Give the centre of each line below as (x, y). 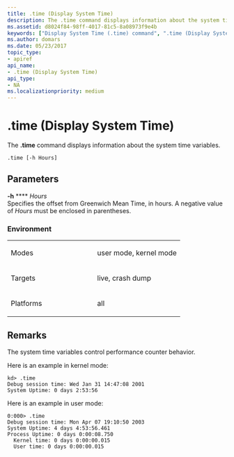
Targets (23, 278)
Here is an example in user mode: (55, 403)
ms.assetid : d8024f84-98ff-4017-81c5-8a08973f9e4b (82, 26)
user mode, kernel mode (137, 253)
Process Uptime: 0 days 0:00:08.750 (60, 434)
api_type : (22, 78)
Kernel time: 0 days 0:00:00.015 (62, 440)
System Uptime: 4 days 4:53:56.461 (59, 428)
